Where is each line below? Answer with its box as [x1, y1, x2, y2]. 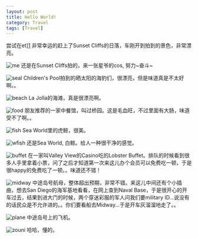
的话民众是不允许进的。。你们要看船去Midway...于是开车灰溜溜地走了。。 [6, 201, 180, 208]
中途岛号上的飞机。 [27, 214, 74, 221]
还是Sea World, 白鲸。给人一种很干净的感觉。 [26, 139, 137, 146]
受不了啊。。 [6, 114, 35, 122]
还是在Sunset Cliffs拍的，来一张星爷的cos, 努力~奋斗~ [21, 62, 153, 69]
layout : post [6, 8, 38, 15]
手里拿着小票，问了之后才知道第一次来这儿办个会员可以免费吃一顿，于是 [16, 159, 192, 166]
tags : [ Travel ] [6, 25, 44, 31]
